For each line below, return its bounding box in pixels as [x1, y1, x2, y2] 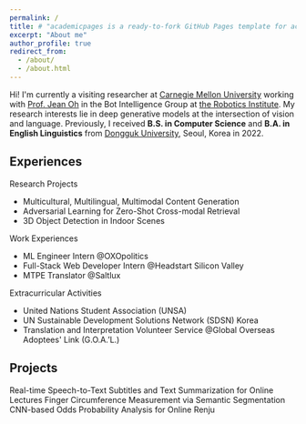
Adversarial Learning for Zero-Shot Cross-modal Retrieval [22, 206, 240, 217]
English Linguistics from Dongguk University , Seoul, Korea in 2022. [9, 127, 264, 138]
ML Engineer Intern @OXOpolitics [22, 250, 148, 261]
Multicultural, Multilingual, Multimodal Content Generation [22, 196, 240, 207]
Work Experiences [9, 233, 79, 244]
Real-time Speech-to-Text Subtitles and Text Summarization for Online [9, 384, 274, 396]
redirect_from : [9, 47, 67, 56]
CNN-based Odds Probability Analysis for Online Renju [9, 404, 216, 415]
